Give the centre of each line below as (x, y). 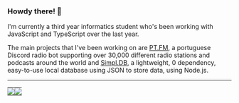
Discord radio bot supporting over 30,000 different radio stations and (109, 55)
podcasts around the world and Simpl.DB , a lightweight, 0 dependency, (112, 63)
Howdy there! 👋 (35, 11)
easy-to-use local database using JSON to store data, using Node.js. (108, 71)
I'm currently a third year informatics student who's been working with (110, 27)
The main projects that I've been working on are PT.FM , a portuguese (109, 48)
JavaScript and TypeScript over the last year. (73, 34)
